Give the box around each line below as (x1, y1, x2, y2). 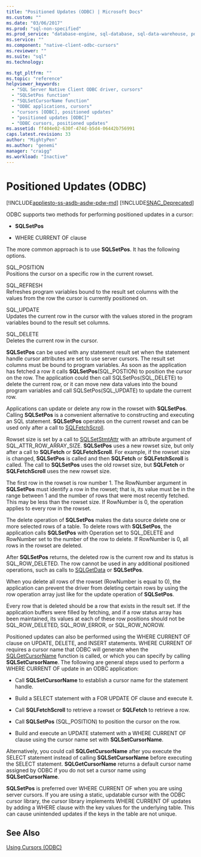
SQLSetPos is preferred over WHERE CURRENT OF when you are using (6, 785, 182, 792)
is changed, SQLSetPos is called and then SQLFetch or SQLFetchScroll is (6, 455, 189, 462)
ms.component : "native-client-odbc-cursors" (6, 43, 119, 49)
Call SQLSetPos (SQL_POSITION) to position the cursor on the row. (14, 718, 181, 725)
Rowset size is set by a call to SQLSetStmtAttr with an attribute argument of (6, 436, 193, 443)
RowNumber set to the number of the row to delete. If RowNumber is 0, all (6, 536, 188, 543)
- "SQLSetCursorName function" (11, 98, 90, 104)
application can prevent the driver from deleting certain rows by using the (6, 584, 188, 592)
